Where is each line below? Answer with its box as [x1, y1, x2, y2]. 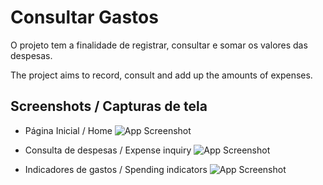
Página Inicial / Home [24, 124, 113, 136]
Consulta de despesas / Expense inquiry [24, 144, 192, 156]
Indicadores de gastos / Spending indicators [24, 163, 208, 175]
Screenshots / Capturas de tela [10, 98, 208, 115]
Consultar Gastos [10, 6, 159, 29]
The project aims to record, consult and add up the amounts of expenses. [10, 69, 313, 81]
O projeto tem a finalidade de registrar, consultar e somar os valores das [10, 39, 308, 51]
